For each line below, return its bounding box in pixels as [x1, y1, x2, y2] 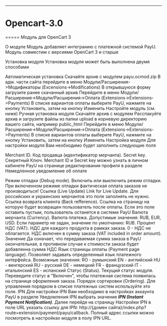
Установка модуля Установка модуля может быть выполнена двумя [5, 58, 150, 65]
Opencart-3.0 [5, 18, 63, 29]
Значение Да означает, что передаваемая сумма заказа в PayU [5, 235, 142, 241]
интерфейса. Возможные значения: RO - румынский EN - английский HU [5, 257, 161, 263]
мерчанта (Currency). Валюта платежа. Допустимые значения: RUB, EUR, [5, 215, 162, 220]
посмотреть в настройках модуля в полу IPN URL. [5, 315, 112, 321]
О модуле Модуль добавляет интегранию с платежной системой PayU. [5, 43, 157, 50]
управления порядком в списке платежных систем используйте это [5, 283, 151, 289]
